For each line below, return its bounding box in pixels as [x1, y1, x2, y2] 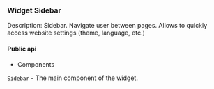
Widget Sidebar [7, 6, 61, 15]
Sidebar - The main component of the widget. [7, 74, 138, 82]
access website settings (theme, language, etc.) [7, 29, 145, 37]
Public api [7, 44, 37, 53]
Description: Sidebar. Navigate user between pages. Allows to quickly [7, 22, 208, 30]
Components [17, 60, 55, 68]
